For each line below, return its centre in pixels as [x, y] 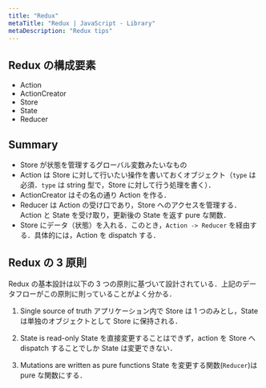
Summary [33, 144]
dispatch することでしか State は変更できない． [98, 348]
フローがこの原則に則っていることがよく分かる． [95, 293]
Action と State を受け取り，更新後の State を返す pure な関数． [125, 215]
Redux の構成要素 [52, 65]
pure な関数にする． [53, 375]
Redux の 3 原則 [48, 263]
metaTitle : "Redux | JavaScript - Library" [82, 23]
